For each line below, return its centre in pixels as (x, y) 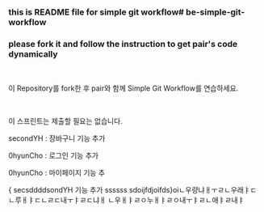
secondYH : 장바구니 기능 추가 (57, 138)
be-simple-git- (215, 12)
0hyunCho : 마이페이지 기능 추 (57, 173)
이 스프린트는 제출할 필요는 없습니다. (65, 121)
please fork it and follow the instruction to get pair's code (123, 44)
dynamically (33, 53)
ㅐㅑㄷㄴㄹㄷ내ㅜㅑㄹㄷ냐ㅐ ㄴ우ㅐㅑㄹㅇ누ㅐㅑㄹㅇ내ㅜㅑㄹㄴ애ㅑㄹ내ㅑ (133, 200)
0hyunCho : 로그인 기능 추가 (54, 155)
